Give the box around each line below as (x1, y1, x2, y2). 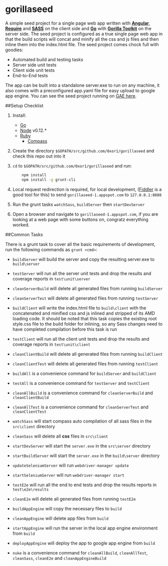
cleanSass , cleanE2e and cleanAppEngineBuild (12, 555, 107, 561)
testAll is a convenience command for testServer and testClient (12, 380, 150, 386)
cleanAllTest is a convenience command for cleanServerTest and (12, 404, 149, 410)
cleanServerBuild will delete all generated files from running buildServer (12, 285, 163, 292)
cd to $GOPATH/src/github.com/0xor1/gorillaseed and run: (12, 163, 132, 169)
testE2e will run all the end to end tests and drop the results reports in (12, 482, 157, 488)
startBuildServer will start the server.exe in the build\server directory (12, 453, 160, 459)
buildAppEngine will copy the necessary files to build (12, 505, 122, 511)
